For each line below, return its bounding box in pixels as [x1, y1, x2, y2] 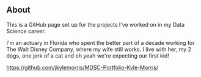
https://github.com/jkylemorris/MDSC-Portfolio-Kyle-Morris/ [6, 64, 159, 71]
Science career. [6, 27, 46, 35]
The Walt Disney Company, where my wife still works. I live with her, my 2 [6, 45, 191, 53]
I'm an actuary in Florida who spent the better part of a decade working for [6, 39, 195, 46]
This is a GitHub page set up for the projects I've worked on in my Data [6, 21, 185, 28]
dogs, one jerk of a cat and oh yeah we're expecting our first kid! [6, 52, 170, 59]
